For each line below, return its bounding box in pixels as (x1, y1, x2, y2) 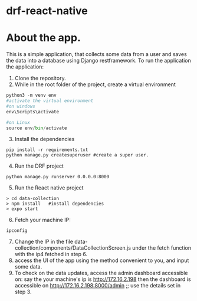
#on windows (6, 103, 35, 109)
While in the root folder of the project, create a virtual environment (14, 81, 176, 88)
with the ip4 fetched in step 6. (14, 251, 88, 258)
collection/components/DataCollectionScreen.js (14, 244, 132, 251)
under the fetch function (132, 244, 192, 251)
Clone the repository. (14, 75, 66, 82)
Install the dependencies (14, 136, 75, 143)
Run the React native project (14, 184, 84, 191)
